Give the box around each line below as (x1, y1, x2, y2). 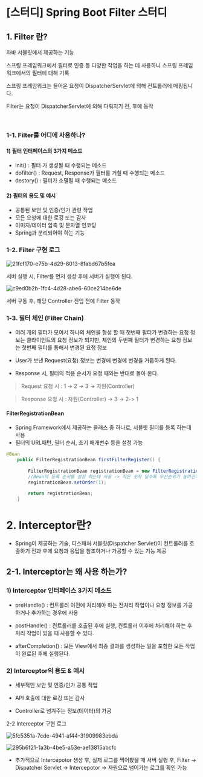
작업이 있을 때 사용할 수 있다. (26, 629, 94, 636)
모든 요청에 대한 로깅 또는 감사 (14, 214, 86, 221)
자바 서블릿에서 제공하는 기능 (6, 49, 74, 56)
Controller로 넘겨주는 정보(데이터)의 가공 (14, 707, 112, 714)
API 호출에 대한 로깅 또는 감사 (14, 694, 85, 701)
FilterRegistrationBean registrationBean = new (28, 468, 150, 474)
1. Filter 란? (6, 32, 48, 42)
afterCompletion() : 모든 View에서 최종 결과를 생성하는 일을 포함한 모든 (14, 642, 184, 649)
